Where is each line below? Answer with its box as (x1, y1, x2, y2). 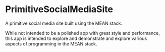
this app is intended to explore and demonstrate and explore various (5, 35, 147, 41)
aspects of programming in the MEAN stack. (5, 40, 97, 46)
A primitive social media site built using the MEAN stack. (5, 20, 123, 26)
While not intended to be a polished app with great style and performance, (5, 30, 160, 36)
